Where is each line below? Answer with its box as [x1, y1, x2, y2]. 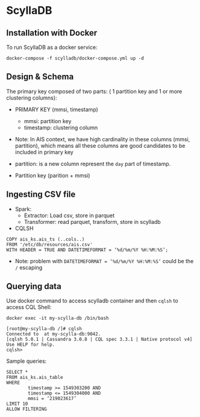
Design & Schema [6, 72, 74, 82]
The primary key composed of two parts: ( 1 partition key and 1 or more [6, 88, 183, 95]
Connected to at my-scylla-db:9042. [6, 331, 101, 337]
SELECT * [6, 369, 28, 375]
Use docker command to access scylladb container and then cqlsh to [6, 297, 179, 305]
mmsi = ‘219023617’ [28, 396, 77, 402]
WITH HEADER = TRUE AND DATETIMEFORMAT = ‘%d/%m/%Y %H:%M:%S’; [6, 247, 169, 253]
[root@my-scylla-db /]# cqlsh [6, 326, 83, 332]
